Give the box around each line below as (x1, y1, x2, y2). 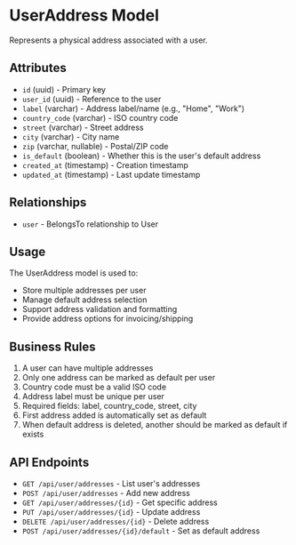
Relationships (9, 195, 87, 210)
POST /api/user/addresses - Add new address (21, 488, 191, 498)
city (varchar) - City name (21, 131, 120, 142)
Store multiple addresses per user (21, 285, 147, 296)
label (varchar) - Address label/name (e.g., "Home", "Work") (21, 103, 245, 114)
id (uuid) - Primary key (21, 84, 107, 94)
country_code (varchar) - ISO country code (21, 112, 179, 123)
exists (21, 429, 44, 440)
